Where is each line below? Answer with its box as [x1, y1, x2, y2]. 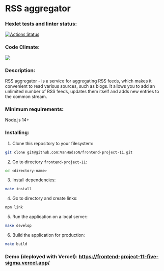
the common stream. [5, 94, 47, 99]
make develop [5, 223, 32, 228]
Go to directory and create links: [12, 196, 78, 201]
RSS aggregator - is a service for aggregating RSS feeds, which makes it [5, 78, 152, 84]
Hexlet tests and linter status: [5, 21, 77, 27]
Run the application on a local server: [12, 214, 88, 220]
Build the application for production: [12, 232, 85, 238]
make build [5, 242, 27, 246]
